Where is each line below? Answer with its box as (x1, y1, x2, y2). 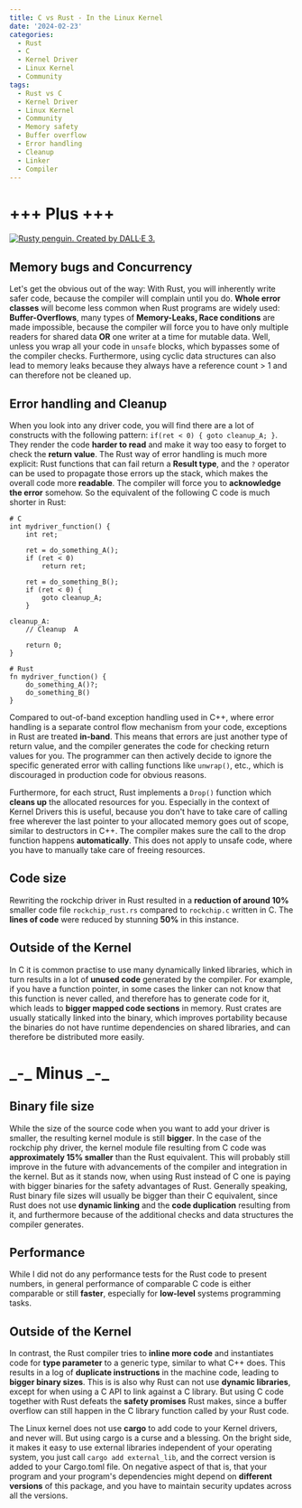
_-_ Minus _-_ (9, 1063, 110, 1083)
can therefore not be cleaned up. (9, 370, 132, 380)
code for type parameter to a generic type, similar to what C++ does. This (9, 1357, 286, 1369)
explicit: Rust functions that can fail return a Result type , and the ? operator (9, 458, 290, 469)
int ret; (25, 529, 59, 539)
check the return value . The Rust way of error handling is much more (9, 448, 268, 459)
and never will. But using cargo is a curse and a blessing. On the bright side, (9, 1433, 292, 1444)
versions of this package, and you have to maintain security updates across (9, 1481, 292, 1492)
